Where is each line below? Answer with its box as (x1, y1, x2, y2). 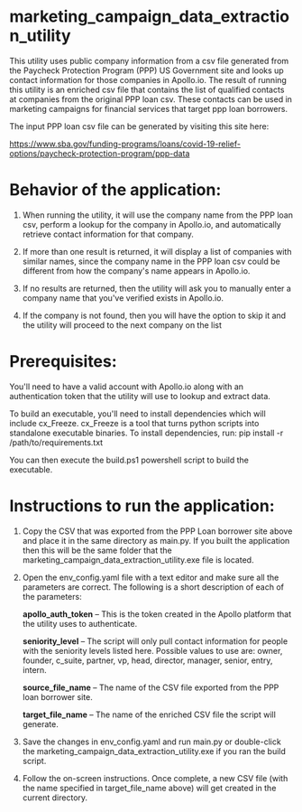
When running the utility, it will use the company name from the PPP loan (22, 210, 293, 220)
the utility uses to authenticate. (22, 618, 138, 629)
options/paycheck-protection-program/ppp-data (9, 147, 190, 159)
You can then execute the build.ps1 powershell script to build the (9, 454, 250, 465)
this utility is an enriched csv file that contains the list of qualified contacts (9, 84, 285, 95)
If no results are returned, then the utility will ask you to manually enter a (22, 283, 291, 294)
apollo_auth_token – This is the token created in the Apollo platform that (22, 608, 291, 620)
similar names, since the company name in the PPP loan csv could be (22, 256, 281, 266)
